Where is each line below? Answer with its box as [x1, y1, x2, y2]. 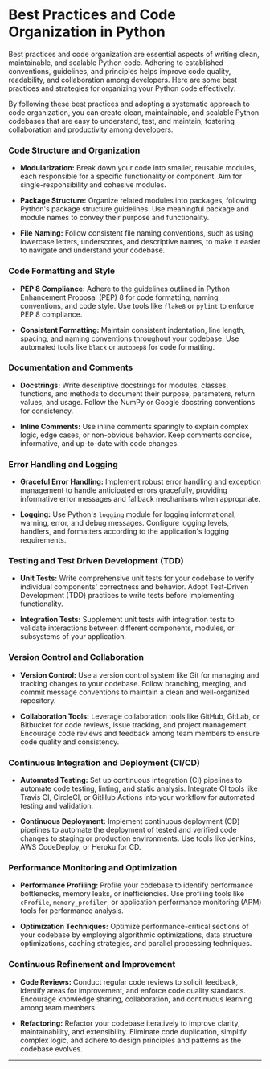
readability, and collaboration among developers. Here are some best [8, 75, 238, 84]
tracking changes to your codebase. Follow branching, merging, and [19, 678, 247, 688]
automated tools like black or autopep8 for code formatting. [19, 342, 215, 351]
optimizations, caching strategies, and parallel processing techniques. [19, 939, 252, 948]
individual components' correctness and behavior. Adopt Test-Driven [19, 582, 249, 592]
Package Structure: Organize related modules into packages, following [19, 195, 256, 206]
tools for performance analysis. [19, 906, 125, 915]
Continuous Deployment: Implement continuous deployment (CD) [19, 817, 240, 826]
